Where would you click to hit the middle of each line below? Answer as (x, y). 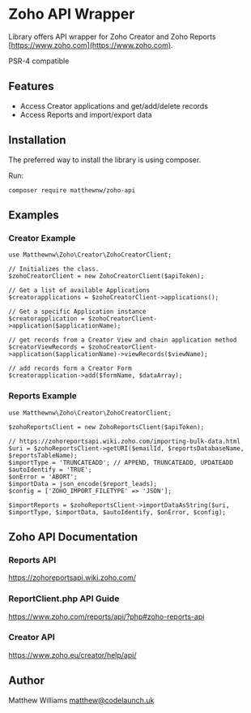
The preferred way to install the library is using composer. (105, 160)
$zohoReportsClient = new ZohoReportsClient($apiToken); (106, 427)
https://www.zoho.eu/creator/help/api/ (72, 655)
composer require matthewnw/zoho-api (72, 190)
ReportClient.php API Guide (64, 599)
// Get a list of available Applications (79, 290)
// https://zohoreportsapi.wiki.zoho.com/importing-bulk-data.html (125, 441)
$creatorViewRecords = (47, 347)
